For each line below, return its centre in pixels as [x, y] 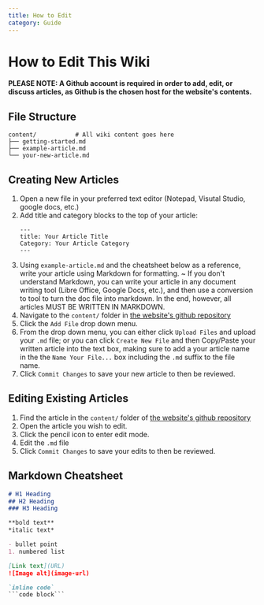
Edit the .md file [44, 443]
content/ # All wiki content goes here [91, 135]
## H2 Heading [32, 501]
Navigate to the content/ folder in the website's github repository [125, 315]
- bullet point [33, 544]
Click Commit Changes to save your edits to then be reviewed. [117, 451]
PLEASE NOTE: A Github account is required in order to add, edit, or [121, 84]
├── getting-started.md [47, 142]
